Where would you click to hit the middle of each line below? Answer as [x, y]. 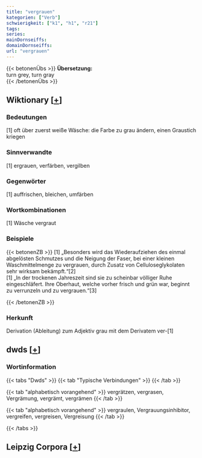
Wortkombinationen [36, 210]
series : [16, 34]
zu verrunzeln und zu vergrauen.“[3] [52, 290]
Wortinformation [31, 367]
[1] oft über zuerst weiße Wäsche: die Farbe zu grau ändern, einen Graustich [101, 130]
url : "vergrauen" [28, 51]
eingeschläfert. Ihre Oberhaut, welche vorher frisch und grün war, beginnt [98, 284]
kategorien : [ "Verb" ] [33, 17]
